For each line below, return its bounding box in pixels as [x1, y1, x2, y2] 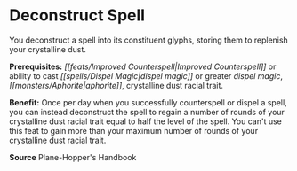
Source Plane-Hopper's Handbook [9, 152, 137, 162]
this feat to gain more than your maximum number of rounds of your [9, 125, 259, 136]
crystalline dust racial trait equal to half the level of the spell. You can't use [9, 116, 283, 127]
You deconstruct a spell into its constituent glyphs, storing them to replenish [9, 35, 289, 45]
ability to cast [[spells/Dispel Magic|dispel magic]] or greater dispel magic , [9, 70, 283, 81]
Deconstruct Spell [9, 5, 145, 26]
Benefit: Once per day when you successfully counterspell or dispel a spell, [9, 97, 287, 107]
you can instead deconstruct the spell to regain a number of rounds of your [9, 106, 285, 117]
